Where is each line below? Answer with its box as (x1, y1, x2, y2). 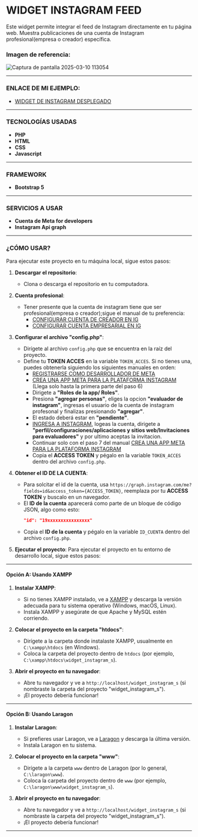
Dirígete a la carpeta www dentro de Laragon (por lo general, (23, 764, 167, 771)
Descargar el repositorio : (14, 269, 77, 276)
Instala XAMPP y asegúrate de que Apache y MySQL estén (23, 608, 167, 615)
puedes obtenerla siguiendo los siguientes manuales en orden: (23, 364, 176, 371)
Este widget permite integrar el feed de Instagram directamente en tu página (6, 23, 192, 30)
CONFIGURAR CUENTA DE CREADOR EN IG (32, 315, 139, 323)
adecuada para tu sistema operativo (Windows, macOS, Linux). (23, 602, 177, 609)
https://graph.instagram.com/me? (110, 482, 192, 488)
